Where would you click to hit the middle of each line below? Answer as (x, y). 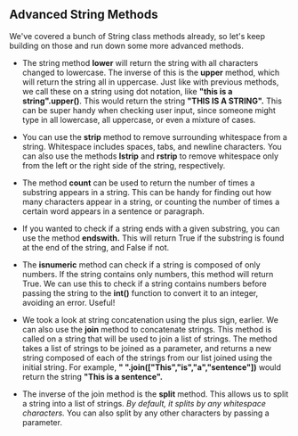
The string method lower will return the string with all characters (140, 62)
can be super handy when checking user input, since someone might (149, 110)
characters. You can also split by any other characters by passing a (145, 413)
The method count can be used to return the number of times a (138, 183)
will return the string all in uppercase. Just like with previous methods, (150, 82)
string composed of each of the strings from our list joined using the (147, 358)
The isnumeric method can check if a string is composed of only (141, 264)
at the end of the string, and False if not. (96, 247)
